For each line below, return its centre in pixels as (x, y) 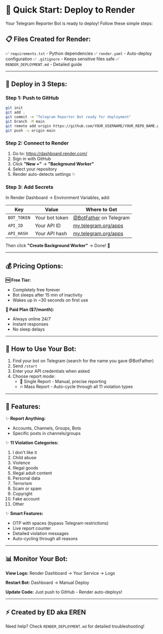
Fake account (26, 499)
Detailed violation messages (41, 533)
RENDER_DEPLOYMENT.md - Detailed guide (44, 64)
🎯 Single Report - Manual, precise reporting (63, 381)
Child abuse (24, 457)
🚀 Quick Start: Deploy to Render (70, 10)
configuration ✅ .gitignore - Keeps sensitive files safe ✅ (63, 59)
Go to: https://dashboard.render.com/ (50, 153)
